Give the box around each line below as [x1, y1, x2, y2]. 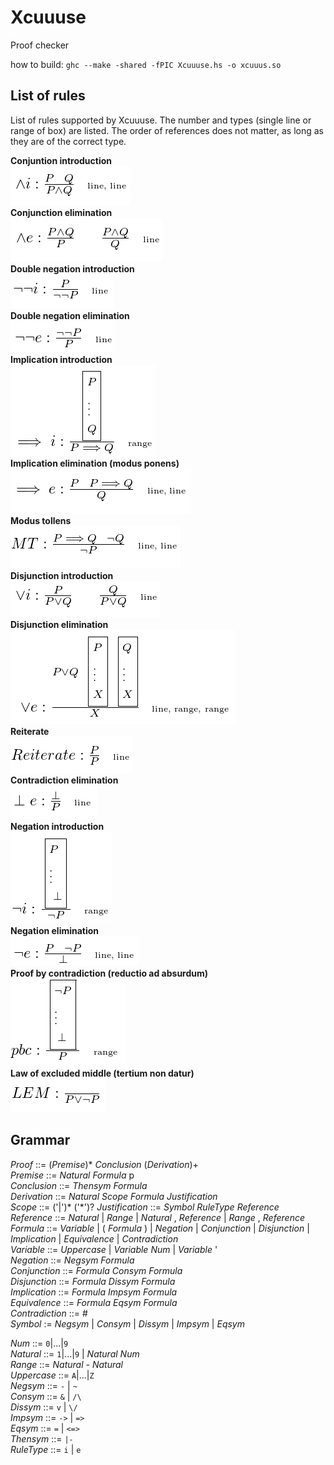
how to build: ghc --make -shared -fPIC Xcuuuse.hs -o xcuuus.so [10, 58, 282, 70]
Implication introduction [10, 353, 113, 365]
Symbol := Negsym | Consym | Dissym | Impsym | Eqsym [10, 1317, 245, 1330]
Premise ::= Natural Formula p [10, 1169, 135, 1181]
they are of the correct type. [10, 135, 127, 147]
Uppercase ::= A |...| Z [10, 1369, 95, 1381]
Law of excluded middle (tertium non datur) [10, 1067, 195, 1079]
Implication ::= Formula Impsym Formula [10, 1286, 178, 1298]
